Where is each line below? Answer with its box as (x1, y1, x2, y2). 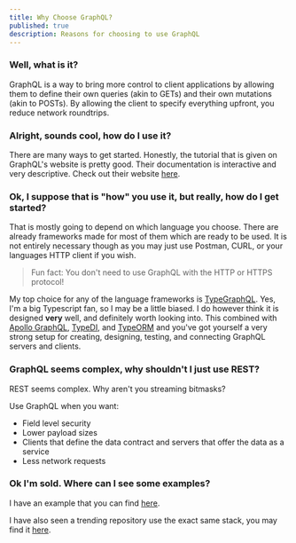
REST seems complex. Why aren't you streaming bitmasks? (9, 383, 226, 394)
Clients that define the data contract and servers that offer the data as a (21, 437, 284, 447)
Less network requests (21, 455, 106, 466)
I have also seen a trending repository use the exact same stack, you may (9, 515, 277, 525)
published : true (9, 21, 69, 30)
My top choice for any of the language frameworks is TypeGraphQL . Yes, (9, 294, 277, 304)
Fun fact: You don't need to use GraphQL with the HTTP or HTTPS (30, 267, 273, 278)
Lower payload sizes (21, 427, 97, 437)
